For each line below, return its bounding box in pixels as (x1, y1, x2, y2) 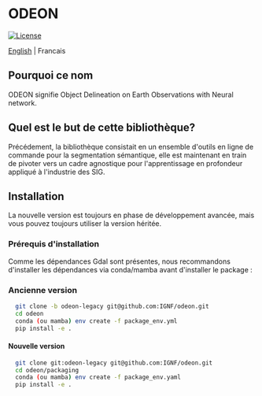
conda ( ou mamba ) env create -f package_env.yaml (15, 373, 181, 382)
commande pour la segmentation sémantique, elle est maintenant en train (8, 150, 247, 160)
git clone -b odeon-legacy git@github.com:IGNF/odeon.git (15, 302, 210, 310)
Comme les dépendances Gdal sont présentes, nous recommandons (8, 257, 231, 266)
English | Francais (8, 46, 66, 55)
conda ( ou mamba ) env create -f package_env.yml (15, 316, 178, 325)
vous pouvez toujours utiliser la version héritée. (8, 219, 162, 228)
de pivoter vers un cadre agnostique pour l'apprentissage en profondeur (8, 158, 243, 168)
